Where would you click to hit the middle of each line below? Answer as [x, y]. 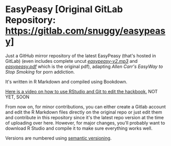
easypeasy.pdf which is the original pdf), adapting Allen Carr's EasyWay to [84, 66]
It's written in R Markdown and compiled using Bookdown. [66, 82]
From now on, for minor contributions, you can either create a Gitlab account [86, 106]
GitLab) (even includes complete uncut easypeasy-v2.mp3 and [72, 61]
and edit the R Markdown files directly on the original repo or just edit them [84, 112]
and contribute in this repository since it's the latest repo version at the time [84, 117]
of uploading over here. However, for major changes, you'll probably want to [85, 123]
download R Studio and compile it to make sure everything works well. [79, 128]
